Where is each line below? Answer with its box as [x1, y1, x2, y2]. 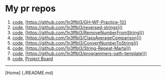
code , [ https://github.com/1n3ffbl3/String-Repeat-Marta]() [12, 45, 131, 51]
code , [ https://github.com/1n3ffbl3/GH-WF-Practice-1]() [12, 19, 126, 25]
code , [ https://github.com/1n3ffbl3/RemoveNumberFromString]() [12, 29, 144, 35]
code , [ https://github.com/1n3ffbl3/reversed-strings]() [12, 24, 123, 30]
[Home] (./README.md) [5, 70, 53, 76]
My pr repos [5, 3, 56, 14]
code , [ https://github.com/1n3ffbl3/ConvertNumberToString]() [12, 40, 138, 46]
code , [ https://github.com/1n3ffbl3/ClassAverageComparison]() [12, 35, 142, 41]
